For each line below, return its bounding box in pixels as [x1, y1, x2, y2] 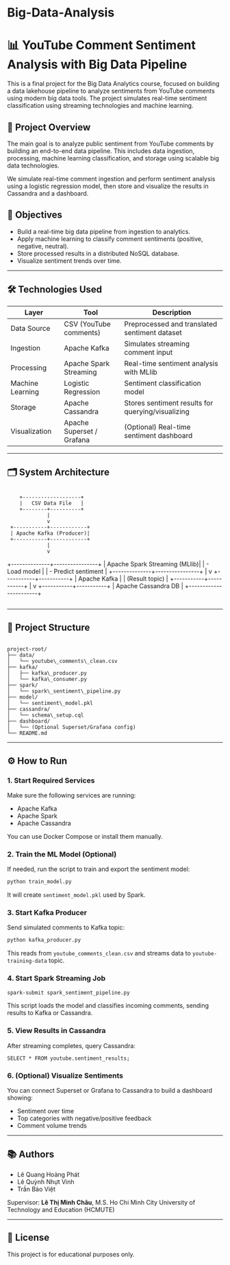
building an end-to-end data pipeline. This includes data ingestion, [7, 146, 195, 155]
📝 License [7, 1232, 50, 1244]
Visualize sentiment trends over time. [16, 256, 122, 265]
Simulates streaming [124, 338, 190, 348]
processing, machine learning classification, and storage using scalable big [7, 154, 220, 162]
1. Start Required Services [7, 776, 95, 785]
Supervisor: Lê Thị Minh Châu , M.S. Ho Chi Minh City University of [7, 1198, 196, 1206]
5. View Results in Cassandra [7, 1026, 106, 1036]
